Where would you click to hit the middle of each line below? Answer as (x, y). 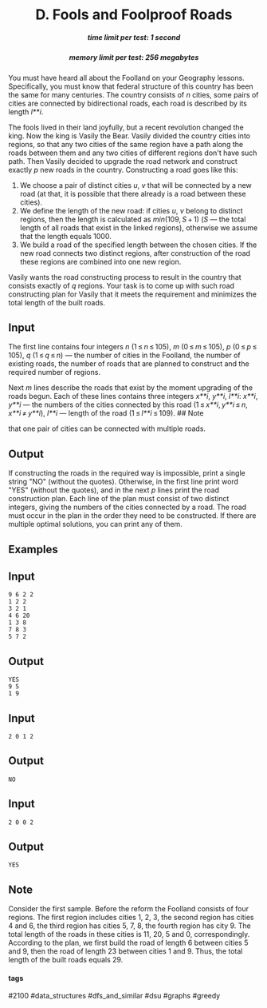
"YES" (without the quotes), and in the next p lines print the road (114, 490)
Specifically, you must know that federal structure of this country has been (131, 86)
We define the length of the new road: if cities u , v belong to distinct (131, 210)
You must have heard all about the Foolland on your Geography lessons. (126, 78)
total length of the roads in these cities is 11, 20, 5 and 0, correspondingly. (129, 934)
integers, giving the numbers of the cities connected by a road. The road (128, 507)
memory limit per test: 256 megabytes (134, 58)
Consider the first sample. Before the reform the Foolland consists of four (129, 909)
